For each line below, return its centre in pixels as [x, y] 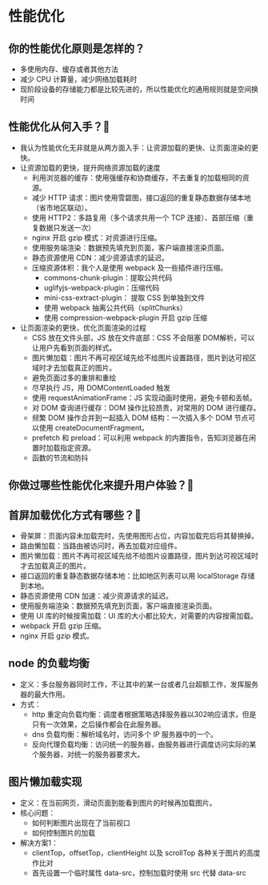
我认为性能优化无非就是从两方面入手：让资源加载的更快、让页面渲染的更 [139, 147]
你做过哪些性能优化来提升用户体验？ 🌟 [101, 485]
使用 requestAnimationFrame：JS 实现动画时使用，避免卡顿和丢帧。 [144, 398]
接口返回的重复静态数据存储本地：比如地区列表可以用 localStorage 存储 [137, 576]
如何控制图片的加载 [64, 832]
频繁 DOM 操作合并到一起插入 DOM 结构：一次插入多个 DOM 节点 [140, 418]
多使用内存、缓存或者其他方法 [69, 69]
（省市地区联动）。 [62, 207]
